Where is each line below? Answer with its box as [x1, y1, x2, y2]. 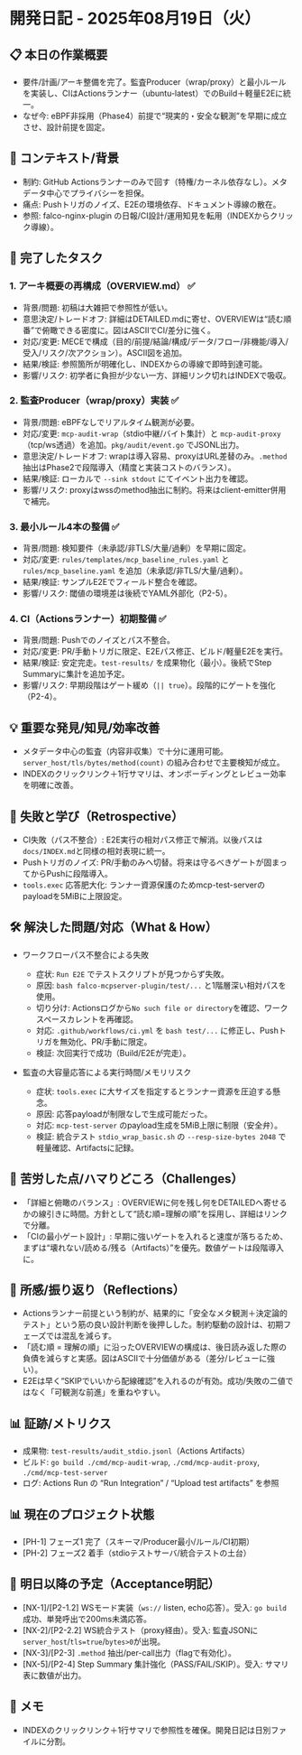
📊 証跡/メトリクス [9, 1416, 112, 1431]
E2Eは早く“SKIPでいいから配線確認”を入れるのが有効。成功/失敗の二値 [22, 1376, 286, 1387]
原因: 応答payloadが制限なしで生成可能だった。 [35, 1108, 213, 1119]
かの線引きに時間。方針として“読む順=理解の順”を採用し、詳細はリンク [22, 1208, 288, 1219]
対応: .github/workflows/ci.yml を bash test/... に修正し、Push [35, 1025, 279, 1035]
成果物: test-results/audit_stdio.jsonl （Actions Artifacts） [22, 1445, 250, 1456]
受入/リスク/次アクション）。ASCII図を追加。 [22, 347, 188, 357]
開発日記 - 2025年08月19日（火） [9, 8, 261, 29]
